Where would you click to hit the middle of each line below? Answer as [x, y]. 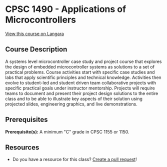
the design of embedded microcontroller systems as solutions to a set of [80, 66]
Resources [22, 147]
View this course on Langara [34, 33]
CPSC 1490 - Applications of [66, 9]
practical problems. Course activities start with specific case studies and [80, 72]
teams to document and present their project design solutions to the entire [82, 93]
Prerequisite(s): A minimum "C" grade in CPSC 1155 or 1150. [67, 131]
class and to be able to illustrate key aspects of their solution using [74, 98]
